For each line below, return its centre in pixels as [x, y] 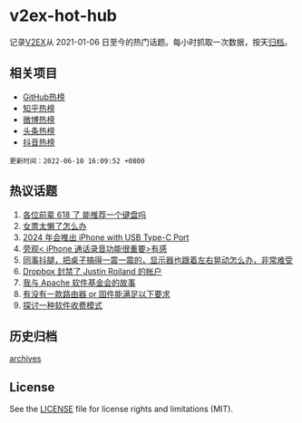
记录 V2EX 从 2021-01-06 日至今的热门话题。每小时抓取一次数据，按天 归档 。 [151, 42]
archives [25, 359]
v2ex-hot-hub [63, 16]
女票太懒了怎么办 [54, 226]
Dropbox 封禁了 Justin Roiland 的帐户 [92, 271]
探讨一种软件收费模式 [62, 305]
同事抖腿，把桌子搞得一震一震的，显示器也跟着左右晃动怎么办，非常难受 [157, 260]
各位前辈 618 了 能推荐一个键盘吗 [84, 215]
